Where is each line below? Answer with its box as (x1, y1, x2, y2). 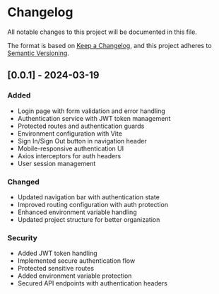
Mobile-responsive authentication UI (17, 144, 124, 153)
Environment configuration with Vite (17, 129, 122, 138)
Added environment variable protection (17, 271, 132, 280)
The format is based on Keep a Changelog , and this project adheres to (7, 41, 212, 49)
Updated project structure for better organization (17, 215, 160, 223)
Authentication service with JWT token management (17, 114, 171, 122)
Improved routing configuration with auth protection (17, 200, 168, 208)
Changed (7, 177, 40, 187)
